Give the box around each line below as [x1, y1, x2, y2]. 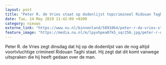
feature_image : [5, 30, 37, 35]
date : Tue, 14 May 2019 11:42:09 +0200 [5, 16, 87, 21]
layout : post [5, 7, 32, 12]
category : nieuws [5, 21, 41, 26]
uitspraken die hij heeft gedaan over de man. [5, 54, 96, 60]
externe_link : [5, 26, 35, 31]
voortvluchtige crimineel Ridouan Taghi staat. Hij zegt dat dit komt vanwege [5, 49, 159, 55]
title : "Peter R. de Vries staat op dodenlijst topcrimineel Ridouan [5, 12, 152, 17]
